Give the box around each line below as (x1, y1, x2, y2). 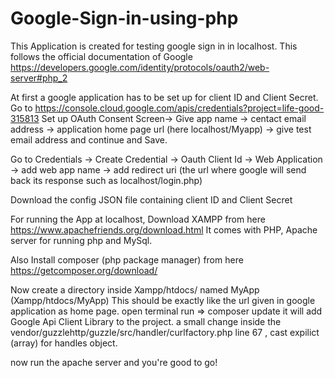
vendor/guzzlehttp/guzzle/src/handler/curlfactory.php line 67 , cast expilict (10, 326, 320, 338)
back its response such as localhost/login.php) (10, 174, 203, 186)
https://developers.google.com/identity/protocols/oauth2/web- (10, 61, 270, 73)
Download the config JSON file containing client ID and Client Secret (10, 193, 293, 206)
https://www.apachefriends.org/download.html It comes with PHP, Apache (10, 223, 318, 236)
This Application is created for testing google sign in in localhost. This (10, 40, 298, 52)
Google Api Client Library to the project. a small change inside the (10, 315, 282, 327)
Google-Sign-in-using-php (10, 7, 239, 30)
